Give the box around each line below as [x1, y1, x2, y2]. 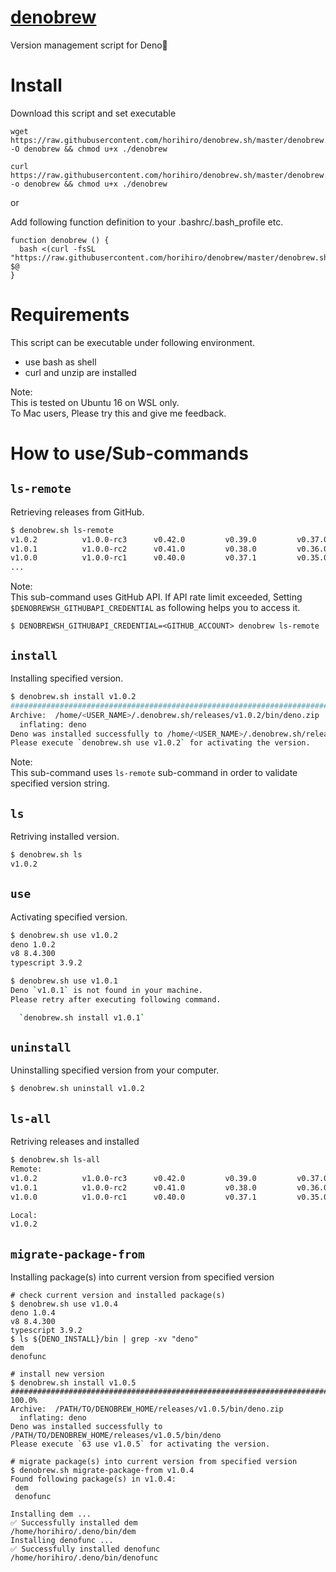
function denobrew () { [10, 235, 110, 245]
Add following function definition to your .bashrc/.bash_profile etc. [10, 216, 284, 228]
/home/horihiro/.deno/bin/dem [10, 1527, 137, 1537]
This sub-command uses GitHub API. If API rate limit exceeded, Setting [10, 591, 303, 603]
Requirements [10, 304, 130, 326]
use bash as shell [24, 356, 97, 368]
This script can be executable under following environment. [10, 336, 256, 348]
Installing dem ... [10, 1509, 92, 1520]
